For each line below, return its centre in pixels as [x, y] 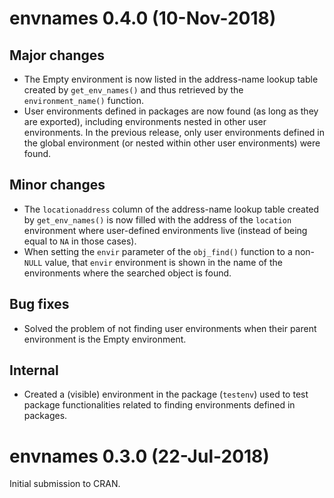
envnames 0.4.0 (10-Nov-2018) [143, 18]
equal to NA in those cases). [80, 241]
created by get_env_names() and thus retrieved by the [133, 90]
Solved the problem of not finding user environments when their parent [170, 328]
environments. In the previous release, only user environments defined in [174, 132]
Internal [34, 370]
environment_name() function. [83, 100]
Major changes [57, 55]
